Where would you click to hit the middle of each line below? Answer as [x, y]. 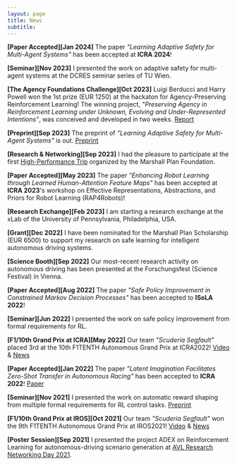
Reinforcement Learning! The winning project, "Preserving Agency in [107, 104]
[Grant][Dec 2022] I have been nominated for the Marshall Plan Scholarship [118, 233]
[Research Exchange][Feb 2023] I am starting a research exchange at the [115, 212]
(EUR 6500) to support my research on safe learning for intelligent [103, 240]
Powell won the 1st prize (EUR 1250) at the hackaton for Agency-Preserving [117, 97]
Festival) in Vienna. [35, 277]
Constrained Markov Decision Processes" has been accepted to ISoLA [110, 298]
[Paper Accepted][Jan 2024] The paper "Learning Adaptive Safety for [111, 47]
